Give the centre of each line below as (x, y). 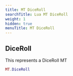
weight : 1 (15, 19)
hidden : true (19, 24)
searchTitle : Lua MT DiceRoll (37, 14)
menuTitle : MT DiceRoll (30, 28)
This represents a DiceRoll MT (36, 60)
